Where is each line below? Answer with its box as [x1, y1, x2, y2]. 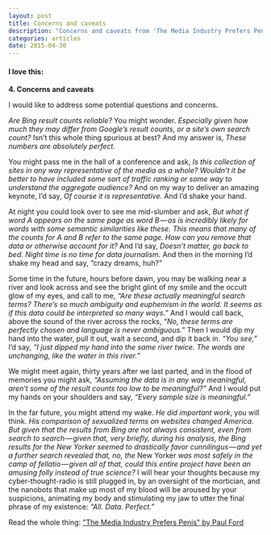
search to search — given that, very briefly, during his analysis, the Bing [8, 433, 246, 443]
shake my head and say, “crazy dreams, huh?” [8, 259, 163, 268]
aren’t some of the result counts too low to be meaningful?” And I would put [8, 384, 261, 393]
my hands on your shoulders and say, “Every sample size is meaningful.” [8, 392, 251, 402]
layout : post [8, 11, 52, 20]
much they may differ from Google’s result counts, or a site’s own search [8, 124, 251, 134]
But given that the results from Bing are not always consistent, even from [8, 425, 252, 435]
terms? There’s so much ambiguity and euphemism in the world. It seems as [8, 300, 262, 309]
